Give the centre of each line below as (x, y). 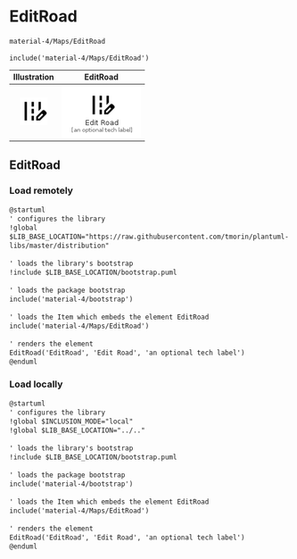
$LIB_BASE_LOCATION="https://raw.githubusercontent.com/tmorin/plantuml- (149, 237)
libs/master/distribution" (59, 246)
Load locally (36, 384)
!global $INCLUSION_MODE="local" (71, 421)
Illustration (34, 77)
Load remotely (41, 190)
